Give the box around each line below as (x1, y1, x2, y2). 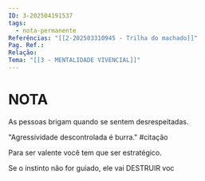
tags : (8, 19, 26, 27)
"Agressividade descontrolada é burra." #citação (8, 132, 168, 142)
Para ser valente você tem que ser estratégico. (8, 148, 162, 157)
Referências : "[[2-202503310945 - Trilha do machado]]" (8, 33, 198, 42)
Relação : (8, 49, 37, 57)
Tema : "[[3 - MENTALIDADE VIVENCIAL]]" (8, 57, 141, 65)
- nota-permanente (15, 26, 77, 34)
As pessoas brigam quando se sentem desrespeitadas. (8, 116, 189, 126)
